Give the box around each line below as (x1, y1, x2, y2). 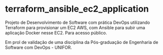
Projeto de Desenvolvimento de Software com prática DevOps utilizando (5, 19, 150, 25)
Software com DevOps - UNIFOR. (5, 44, 72, 50)
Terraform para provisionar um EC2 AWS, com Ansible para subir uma (5, 24, 145, 30)
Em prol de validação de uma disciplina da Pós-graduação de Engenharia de (5, 39, 159, 45)
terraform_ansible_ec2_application (5, 3, 149, 15)
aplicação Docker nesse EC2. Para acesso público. (5, 30, 107, 36)
